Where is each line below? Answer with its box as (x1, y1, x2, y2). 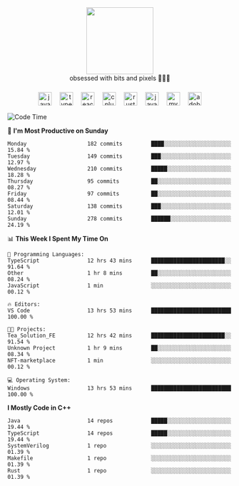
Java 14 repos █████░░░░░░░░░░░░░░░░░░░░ (7, 417, 232, 424)
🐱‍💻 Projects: (7, 325, 46, 333)
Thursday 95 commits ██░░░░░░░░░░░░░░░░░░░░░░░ (7, 178, 232, 185)
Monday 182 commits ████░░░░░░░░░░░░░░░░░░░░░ (7, 140, 232, 147)
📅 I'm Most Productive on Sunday (7, 126, 108, 135)
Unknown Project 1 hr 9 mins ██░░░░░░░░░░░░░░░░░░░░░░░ (7, 344, 232, 352)
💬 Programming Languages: (7, 250, 84, 258)
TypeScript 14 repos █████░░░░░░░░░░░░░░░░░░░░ (7, 430, 232, 437)
